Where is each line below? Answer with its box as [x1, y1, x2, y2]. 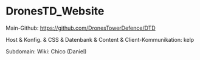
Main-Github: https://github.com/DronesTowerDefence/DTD [5, 24, 156, 32]
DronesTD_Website [5, 4, 105, 18]
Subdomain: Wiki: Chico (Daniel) [5, 47, 87, 55]
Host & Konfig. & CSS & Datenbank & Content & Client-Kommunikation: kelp [5, 36, 195, 43]
